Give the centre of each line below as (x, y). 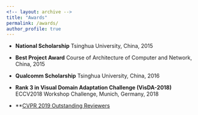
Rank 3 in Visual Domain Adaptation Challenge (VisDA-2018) (93, 88)
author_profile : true (34, 29)
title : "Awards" (27, 18)
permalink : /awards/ (33, 23)
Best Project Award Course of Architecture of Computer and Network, (104, 57)
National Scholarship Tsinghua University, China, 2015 (84, 46)
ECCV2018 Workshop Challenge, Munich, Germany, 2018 (87, 94)
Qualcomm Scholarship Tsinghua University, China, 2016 (87, 76)
